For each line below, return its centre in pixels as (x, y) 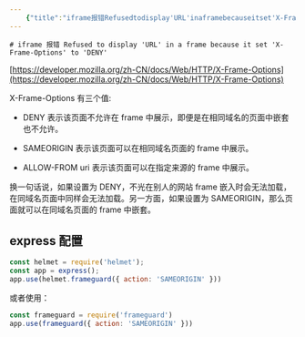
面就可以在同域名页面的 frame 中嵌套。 (83, 209)
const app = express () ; (55, 271)
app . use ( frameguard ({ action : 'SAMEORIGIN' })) (102, 323)
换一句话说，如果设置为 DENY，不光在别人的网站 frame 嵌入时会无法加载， (151, 187)
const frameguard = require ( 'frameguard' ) (91, 315)
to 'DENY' (89, 52)
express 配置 (46, 241)
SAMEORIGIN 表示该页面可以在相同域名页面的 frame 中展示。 (138, 148)
